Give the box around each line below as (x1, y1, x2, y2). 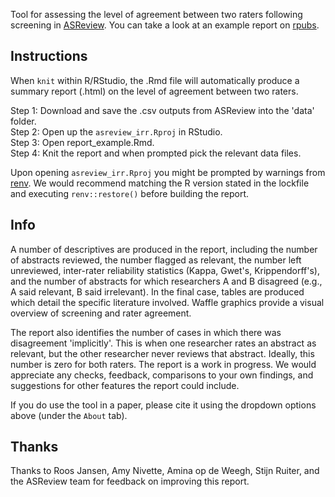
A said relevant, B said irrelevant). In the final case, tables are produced (10, 285, 305, 298)
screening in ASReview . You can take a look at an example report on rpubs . (10, 19, 320, 31)
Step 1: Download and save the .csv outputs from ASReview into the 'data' (10, 104, 315, 116)
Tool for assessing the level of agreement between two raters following (10, 9, 303, 20)
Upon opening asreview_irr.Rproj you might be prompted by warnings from (10, 166, 326, 178)
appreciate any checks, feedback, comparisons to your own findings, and (10, 369, 314, 381)
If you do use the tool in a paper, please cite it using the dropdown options (10, 399, 317, 411)
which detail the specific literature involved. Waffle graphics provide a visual (10, 296, 325, 308)
